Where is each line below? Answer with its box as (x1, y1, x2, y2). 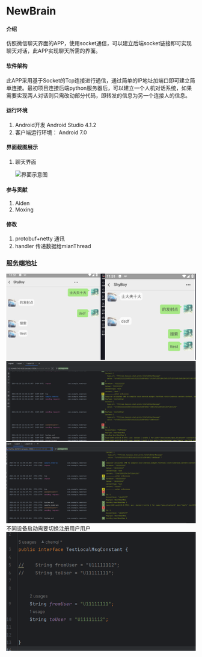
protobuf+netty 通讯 (14, 235, 65, 242)
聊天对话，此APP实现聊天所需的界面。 (6, 47, 101, 55)
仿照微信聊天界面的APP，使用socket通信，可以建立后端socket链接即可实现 (6, 40, 192, 47)
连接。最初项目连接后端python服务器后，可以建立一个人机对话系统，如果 (11, 84, 192, 92)
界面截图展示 (6, 143, 38, 151)
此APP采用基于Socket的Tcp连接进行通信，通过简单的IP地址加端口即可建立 (6, 76, 191, 84)
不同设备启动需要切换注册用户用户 (6, 525, 91, 532)
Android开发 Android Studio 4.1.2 (14, 121, 97, 128)
